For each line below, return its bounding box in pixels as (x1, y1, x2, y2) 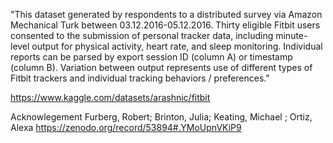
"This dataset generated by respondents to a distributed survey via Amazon (10, 9, 323, 20)
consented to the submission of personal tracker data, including (10, 30, 274, 41)
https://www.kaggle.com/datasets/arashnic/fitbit (10, 92, 211, 103)
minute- (275, 30, 308, 41)
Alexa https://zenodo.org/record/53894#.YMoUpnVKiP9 (10, 122, 242, 133)
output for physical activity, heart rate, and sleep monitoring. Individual (31, 40, 323, 52)
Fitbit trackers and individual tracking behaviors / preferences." (10, 72, 270, 84)
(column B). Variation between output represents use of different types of (10, 62, 313, 73)
